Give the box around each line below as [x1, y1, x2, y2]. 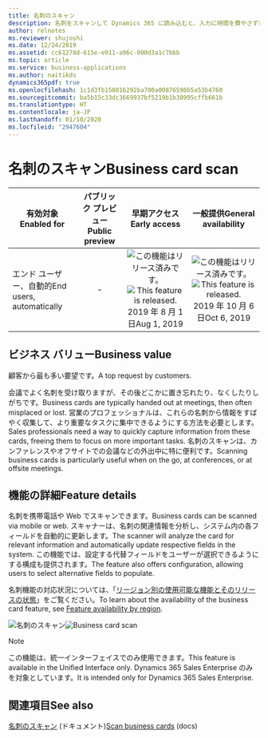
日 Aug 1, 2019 [127, 318, 183, 329]
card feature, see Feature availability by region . [8, 604, 164, 613]
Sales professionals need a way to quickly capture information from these [8, 427, 250, 436]
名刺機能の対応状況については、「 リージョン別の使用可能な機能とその [8, 585, 235, 595]
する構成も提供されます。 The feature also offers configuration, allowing [8, 560, 243, 569]
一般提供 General [192, 208, 255, 219]
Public [87, 225, 112, 236]
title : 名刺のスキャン [8, 11, 76, 20]
